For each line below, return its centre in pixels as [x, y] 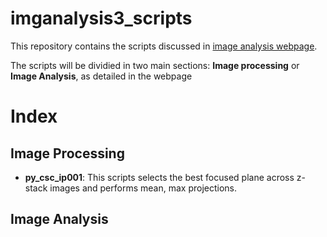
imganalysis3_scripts [101, 18]
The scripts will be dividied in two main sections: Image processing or [155, 65]
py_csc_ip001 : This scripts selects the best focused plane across [159, 177]
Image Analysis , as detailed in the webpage [101, 76]
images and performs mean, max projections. [143, 188]
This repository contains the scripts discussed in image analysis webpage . [164, 46]
